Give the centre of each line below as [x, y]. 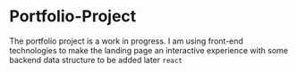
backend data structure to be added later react [96, 60]
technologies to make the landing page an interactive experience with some [149, 50]
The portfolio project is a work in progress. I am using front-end [127, 41]
